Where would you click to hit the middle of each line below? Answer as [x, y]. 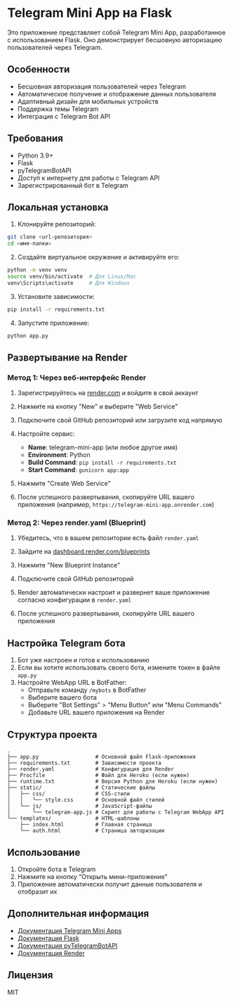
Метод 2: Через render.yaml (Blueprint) [76, 523]
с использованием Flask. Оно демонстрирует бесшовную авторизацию [115, 39]
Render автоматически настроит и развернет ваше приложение [114, 593]
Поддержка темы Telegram [58, 109]
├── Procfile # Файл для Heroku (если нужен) [99, 776]
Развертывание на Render [67, 358]
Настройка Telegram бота [66, 643]
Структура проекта [52, 734]
